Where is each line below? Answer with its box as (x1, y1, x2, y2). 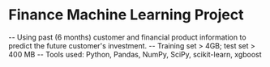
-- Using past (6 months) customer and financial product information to (8, 32, 246, 42)
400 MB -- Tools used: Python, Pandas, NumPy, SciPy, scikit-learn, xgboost (8, 49, 262, 59)
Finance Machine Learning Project (8, 6, 244, 24)
